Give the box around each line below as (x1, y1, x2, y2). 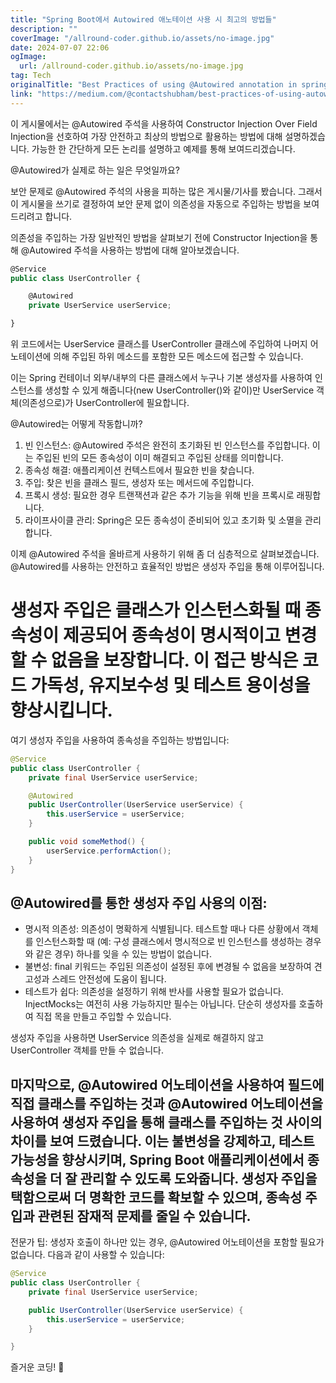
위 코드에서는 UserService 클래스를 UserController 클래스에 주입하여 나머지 (10, 338, 308, 350)
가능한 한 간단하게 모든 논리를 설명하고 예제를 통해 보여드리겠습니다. (31, 142, 296, 155)
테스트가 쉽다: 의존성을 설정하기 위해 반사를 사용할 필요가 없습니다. (24, 986, 284, 998)
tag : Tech (10, 71, 52, 81)
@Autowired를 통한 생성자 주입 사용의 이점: (10, 894, 268, 911)
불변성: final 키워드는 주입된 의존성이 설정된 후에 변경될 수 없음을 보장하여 (24, 961, 312, 973)
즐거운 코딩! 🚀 (10, 1361, 65, 1373)
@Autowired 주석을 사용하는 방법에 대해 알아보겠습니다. (20, 244, 240, 256)
